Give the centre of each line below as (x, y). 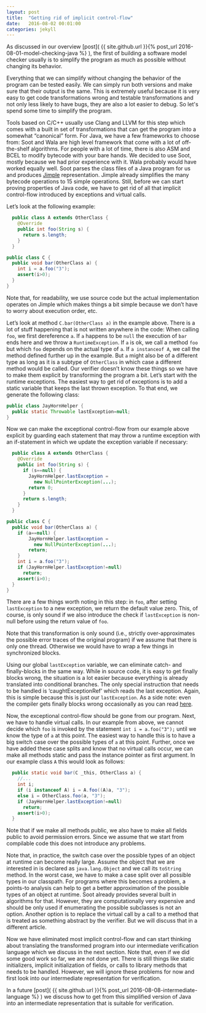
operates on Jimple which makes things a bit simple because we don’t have (102, 304)
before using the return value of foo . (63, 621)
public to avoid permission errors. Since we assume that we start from (95, 837)
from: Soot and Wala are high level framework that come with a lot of (93, 143)
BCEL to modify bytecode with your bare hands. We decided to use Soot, (99, 156)
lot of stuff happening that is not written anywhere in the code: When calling (103, 329)
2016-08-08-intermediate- (164, 990)
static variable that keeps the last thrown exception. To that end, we (92, 388)
